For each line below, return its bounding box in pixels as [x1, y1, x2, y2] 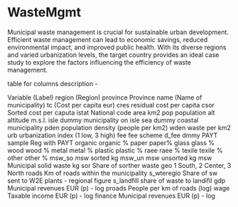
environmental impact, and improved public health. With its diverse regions [7, 43, 227, 51]
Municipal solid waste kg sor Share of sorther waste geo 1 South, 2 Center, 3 [7, 161, 232, 169]
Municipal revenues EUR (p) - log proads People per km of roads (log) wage [7, 184, 230, 192]
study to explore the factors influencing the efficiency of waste [7, 58, 192, 66]
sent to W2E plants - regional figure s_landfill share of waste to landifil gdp [7, 176, 226, 185]
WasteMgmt [7, 4, 82, 21]
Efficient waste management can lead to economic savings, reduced [7, 35, 208, 43]
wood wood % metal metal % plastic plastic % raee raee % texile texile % [7, 146, 223, 154]
